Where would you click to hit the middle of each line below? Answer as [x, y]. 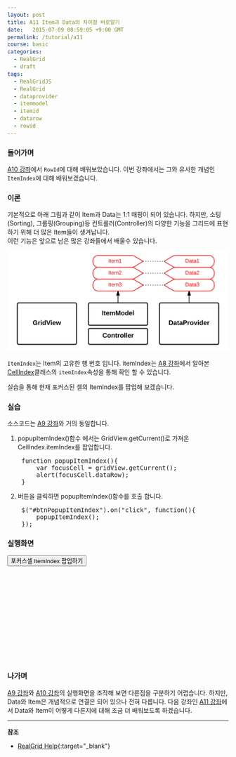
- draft [25, 67]
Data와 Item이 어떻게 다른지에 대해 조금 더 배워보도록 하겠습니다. [103, 710]
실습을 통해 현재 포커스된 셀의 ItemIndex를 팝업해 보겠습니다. [91, 387]
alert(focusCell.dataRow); [83, 475]
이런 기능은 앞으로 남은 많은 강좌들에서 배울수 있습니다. [82, 241]
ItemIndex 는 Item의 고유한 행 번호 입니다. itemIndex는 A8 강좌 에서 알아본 [109, 363]
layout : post [26, 15]
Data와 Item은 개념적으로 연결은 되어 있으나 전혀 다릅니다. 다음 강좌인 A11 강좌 [114, 702]
